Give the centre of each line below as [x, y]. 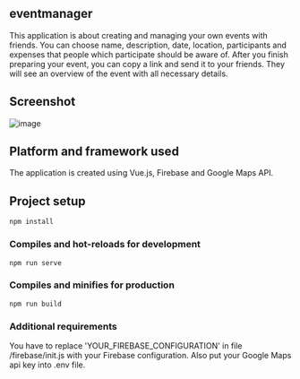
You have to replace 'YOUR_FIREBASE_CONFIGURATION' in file [126, 346]
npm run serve [36, 263]
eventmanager [51, 14]
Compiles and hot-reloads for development [105, 245]
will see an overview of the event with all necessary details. [119, 73]
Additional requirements [64, 326]
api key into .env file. [47, 365]
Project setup [48, 201]
